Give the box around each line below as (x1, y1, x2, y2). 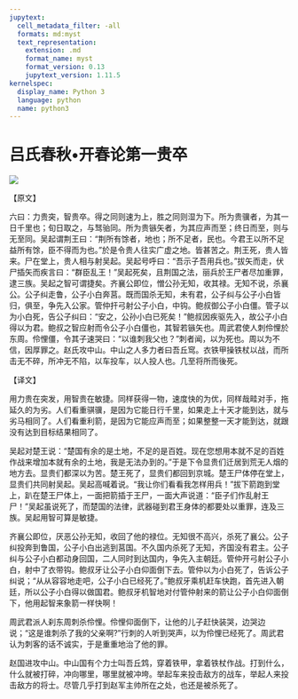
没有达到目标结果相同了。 (9, 427, 103, 438)
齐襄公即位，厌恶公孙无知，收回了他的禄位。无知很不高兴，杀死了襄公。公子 (9, 531, 289, 542)
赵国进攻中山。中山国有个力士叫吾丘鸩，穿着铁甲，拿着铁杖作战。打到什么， (9, 658, 289, 669)
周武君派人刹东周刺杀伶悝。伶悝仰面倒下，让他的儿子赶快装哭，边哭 (9, 616, 258, 627)
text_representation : (17, 37, 98, 47)
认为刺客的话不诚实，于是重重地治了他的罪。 (9, 639, 173, 649)
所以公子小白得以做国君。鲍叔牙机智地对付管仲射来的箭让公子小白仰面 (24, 587, 281, 598)
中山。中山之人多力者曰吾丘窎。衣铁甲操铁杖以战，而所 (86, 345, 289, 355)
